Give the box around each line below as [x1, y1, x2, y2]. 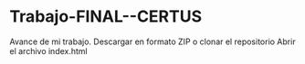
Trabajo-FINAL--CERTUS [9, 6, 203, 27]
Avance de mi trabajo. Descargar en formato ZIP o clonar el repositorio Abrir [9, 36, 296, 47]
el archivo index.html [9, 45, 89, 56]
